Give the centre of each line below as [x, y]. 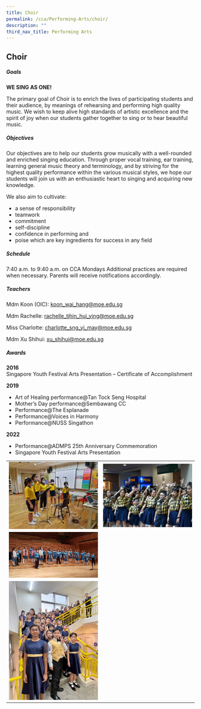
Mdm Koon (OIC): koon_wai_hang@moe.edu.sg [64, 304]
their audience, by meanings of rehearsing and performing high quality [93, 105]
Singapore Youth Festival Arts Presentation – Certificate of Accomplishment [99, 374]
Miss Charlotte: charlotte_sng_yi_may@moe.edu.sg [69, 328]
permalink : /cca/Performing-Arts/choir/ [57, 19]
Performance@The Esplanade [52, 410]
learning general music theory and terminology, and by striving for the [92, 166]
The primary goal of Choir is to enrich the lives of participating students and [100, 98]
